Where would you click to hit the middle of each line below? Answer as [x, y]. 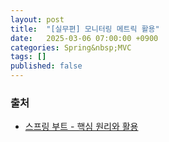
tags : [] [28, 57]
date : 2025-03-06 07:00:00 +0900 [84, 38]
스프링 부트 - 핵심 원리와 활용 [81, 127]
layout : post [37, 19]
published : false [46, 66]
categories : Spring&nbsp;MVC [71, 47]
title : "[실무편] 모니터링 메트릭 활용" [85, 29]
